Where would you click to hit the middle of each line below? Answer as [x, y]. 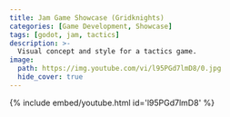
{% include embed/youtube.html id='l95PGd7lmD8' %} [112, 102]
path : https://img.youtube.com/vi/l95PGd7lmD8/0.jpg [120, 69]
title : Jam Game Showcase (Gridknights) [87, 18]
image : [22, 60]
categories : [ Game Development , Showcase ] [91, 26]
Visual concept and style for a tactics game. [107, 52]
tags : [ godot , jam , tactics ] [65, 34]
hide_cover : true [50, 77]
